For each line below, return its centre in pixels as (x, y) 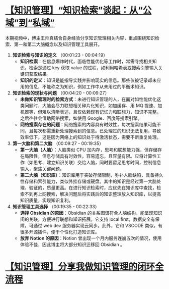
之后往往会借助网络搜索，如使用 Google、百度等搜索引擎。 (81, 118)
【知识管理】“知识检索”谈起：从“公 (78, 10)
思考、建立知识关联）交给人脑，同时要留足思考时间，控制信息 (97, 162)
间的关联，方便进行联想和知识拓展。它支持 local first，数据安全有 (88, 219)
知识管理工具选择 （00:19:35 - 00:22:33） (56, 206)
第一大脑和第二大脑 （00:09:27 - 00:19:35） (58, 143)
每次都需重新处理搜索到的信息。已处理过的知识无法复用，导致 (97, 131)
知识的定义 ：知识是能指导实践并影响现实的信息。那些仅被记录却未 (88, 80)
